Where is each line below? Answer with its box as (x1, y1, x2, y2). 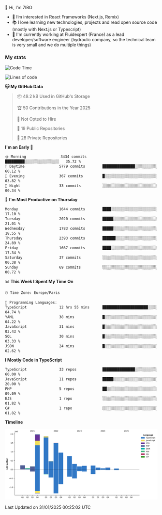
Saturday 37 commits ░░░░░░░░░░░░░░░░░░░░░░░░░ (5, 255, 157, 260)
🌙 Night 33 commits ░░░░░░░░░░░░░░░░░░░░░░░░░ (5, 183, 157, 189)
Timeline (5, 419, 23, 425)
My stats (5, 54, 26, 61)
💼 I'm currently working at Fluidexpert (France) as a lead (12, 32, 125, 37)
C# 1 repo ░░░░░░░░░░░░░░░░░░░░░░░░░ (5, 406, 157, 411)
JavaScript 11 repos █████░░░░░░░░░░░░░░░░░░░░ (5, 377, 157, 382)
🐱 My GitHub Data (5, 84, 44, 90)
